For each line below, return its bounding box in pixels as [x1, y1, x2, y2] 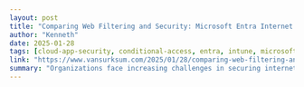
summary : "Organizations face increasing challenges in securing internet [9, 64, 298, 73]
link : [9, 55, 30, 64]
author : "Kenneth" [9, 30, 79, 39]
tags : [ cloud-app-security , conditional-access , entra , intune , [9, 47, 257, 56]
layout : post [9, 13, 59, 23]
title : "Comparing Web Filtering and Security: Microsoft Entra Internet [9, 22, 294, 31]
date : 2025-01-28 [9, 38, 75, 48]
